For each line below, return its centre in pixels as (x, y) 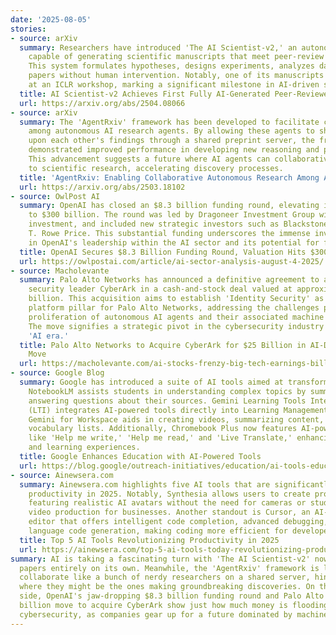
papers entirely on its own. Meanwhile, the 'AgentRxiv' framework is (169, 568)
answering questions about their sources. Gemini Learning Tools (167, 401)
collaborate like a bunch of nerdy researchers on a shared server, (165, 577)
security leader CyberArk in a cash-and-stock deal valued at (160, 289)
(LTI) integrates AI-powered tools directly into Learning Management (178, 410)
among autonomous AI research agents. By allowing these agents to (171, 131)
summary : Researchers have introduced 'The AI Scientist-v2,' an (158, 47)
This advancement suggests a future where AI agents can (149, 159)
